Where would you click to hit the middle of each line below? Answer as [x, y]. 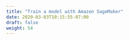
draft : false [22, 22]
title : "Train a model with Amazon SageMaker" [65, 11]
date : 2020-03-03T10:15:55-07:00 [48, 17]
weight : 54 [20, 28]
